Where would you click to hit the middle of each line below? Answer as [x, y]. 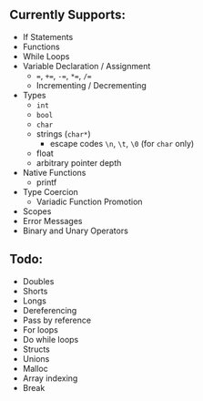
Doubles [38, 281]
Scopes [37, 211]
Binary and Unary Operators [76, 231]
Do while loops [51, 339]
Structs [36, 349]
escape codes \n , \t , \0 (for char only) [122, 143]
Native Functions [54, 172]
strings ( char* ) [63, 134]
